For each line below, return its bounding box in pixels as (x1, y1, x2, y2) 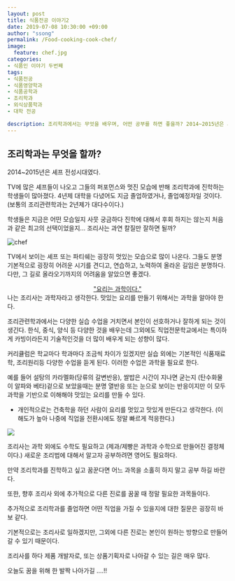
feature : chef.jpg (13, 50, 68, 57)
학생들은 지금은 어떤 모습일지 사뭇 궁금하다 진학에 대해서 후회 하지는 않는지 (7, 215, 211, 224)
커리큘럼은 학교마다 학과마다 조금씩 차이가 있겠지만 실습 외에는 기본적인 (7, 349, 201, 358)
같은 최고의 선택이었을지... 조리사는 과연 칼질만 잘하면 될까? (14, 224, 176, 232)
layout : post (7, 10, 45, 17)
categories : (7, 56, 42, 63)
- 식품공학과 (7, 88, 38, 95)
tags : (7, 69, 23, 76)
